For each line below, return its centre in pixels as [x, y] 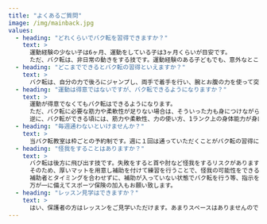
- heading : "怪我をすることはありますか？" [80, 149]
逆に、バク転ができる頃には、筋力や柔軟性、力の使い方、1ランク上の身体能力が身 [143, 119]
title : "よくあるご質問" [45, 15]
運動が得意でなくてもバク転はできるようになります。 [103, 104]
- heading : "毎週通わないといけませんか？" [80, 126]
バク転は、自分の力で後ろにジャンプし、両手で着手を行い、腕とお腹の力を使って [141, 82]
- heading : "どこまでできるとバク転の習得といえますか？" [101, 68]
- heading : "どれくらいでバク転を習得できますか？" [92, 38]
